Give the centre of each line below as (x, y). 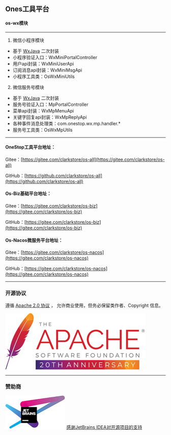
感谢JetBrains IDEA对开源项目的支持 (104, 427)
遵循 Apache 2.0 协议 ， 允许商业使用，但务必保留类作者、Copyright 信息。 (84, 305)
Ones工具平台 (27, 9)
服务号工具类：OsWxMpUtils (42, 130)
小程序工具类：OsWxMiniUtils (44, 76)
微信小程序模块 (28, 40)
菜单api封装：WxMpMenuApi (43, 110)
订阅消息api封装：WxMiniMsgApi (47, 70)
